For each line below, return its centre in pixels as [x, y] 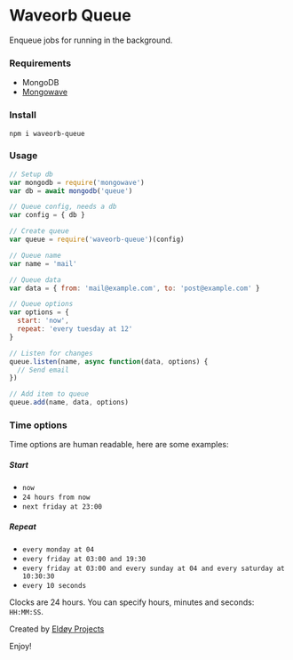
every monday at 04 [58, 550]
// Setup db [31, 174]
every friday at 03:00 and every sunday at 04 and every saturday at [154, 569]
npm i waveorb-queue [48, 133]
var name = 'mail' [43, 263]
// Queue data [36, 280]
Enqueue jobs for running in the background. [91, 40]
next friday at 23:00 [62, 507]
